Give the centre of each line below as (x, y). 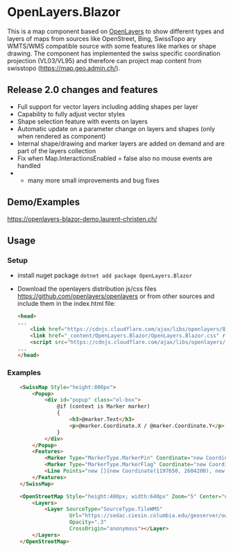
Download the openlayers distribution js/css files (87, 289)
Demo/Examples (44, 202)
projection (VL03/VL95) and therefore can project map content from (104, 60)
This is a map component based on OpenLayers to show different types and (115, 31)
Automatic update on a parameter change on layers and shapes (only (116, 128)
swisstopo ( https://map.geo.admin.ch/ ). (64, 68)
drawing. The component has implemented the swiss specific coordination (114, 53)
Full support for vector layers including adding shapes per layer (108, 106)
